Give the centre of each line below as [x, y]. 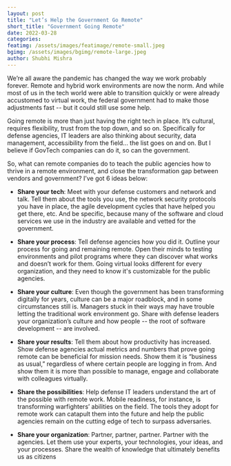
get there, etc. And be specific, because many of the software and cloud [120, 213]
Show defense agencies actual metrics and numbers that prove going [116, 349]
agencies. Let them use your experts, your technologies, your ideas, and [120, 442]
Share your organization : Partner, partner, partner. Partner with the [113, 434]
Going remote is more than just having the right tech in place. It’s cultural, [111, 121]
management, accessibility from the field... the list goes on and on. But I [109, 143]
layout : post [26, 13]
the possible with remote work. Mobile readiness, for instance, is [109, 399]
